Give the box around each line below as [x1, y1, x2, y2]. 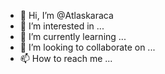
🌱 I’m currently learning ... [19, 31, 127, 42]
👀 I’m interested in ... [19, 20, 105, 32]
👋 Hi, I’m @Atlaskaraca [19, 10, 114, 21]
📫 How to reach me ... [19, 53, 113, 64]
